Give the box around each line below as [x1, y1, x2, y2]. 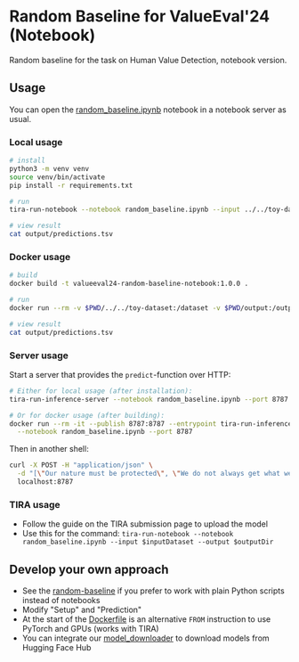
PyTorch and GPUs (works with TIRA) [21, 624, 159, 633]
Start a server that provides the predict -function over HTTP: [9, 369, 231, 380]
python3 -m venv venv [9, 164, 90, 173]
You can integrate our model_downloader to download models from [21, 633, 270, 643]
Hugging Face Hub [21, 642, 92, 652]
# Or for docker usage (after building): [9, 411, 166, 420]
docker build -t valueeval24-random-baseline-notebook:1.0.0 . [9, 279, 249, 289]
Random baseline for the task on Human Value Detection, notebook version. [9, 54, 287, 65]
